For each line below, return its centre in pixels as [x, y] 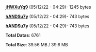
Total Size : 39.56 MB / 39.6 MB [37, 45]
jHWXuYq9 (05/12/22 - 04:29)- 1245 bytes [48, 7]
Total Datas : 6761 [23, 35]
